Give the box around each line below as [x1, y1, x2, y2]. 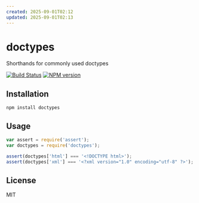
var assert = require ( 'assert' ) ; [6, 137, 90, 143]
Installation [6, 89, 49, 99]
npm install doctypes [6, 105, 60, 111]
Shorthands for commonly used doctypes [6, 60, 109, 67]
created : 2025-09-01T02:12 [6, 8, 74, 15]
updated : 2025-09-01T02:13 [6, 14, 74, 20]
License [6, 175, 36, 186]
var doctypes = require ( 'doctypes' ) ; [6, 142, 100, 149]
